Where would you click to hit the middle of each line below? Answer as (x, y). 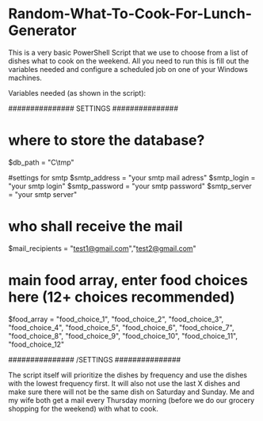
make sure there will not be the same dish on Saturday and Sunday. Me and (131, 392)
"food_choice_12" (36, 344)
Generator (42, 30)
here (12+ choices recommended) (122, 297)
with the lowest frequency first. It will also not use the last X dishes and (124, 383)
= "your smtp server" (43, 194)
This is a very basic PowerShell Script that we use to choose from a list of (128, 52)
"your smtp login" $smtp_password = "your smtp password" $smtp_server (130, 186)
